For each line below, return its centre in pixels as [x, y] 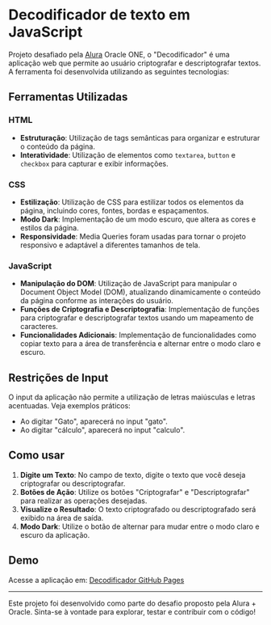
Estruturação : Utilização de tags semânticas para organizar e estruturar [140, 137]
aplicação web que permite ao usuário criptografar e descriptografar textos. [135, 63]
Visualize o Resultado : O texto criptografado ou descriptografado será [138, 509]
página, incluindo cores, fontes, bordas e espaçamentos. [115, 210]
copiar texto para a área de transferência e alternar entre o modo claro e [140, 344]
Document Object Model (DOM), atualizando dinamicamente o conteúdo [140, 292]
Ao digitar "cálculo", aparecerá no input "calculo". [102, 430]
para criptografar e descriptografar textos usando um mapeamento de [137, 318]
